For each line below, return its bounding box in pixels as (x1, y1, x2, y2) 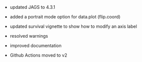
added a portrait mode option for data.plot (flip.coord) (9, 14, 121, 19)
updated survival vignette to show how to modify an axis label (9, 23, 137, 29)
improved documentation (9, 43, 62, 49)
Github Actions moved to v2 (9, 52, 67, 58)
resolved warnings (9, 33, 48, 39)
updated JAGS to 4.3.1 (9, 4, 56, 10)
